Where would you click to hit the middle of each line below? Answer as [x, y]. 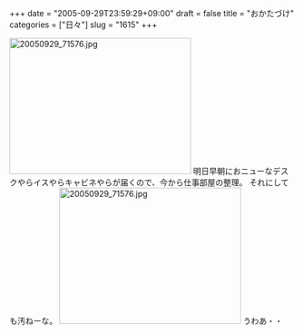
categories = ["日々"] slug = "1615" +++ [83, 25]
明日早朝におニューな [233, 171]
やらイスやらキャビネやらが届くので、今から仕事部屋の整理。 [132, 182]
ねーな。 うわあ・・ [154, 321]
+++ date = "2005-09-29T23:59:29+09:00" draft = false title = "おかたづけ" [152, 13]
